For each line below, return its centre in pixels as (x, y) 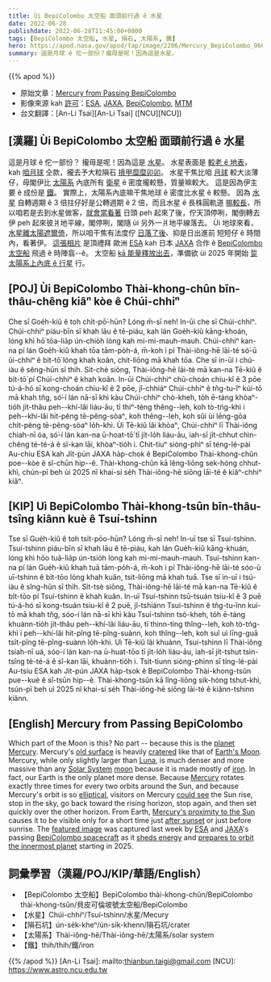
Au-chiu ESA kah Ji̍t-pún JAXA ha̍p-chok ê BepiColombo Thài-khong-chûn (133, 454)
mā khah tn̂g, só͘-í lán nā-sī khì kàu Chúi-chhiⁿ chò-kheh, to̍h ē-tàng (121, 397)
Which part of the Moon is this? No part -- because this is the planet (122, 743)
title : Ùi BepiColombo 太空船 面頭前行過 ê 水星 (85, 16)
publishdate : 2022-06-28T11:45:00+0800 (75, 31)
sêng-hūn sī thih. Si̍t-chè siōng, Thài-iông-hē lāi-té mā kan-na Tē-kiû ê (144, 369)
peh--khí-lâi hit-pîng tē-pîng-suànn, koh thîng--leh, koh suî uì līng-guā (141, 633)
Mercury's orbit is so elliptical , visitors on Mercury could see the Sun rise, (131, 795)
